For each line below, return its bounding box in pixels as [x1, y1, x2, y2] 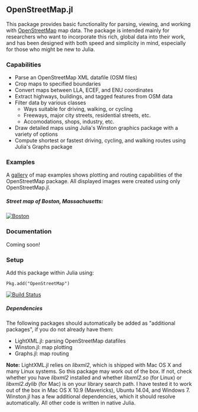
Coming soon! [6, 241, 40, 248]
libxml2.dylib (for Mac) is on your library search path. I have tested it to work [6, 380, 192, 387]
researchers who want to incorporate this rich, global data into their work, [6, 33, 186, 40]
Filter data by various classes [14, 99, 86, 106]
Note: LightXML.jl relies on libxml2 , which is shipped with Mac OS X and [6, 361, 182, 368]
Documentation [6, 228, 52, 236]
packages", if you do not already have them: [6, 325, 114, 333]
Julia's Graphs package [14, 143, 73, 151]
